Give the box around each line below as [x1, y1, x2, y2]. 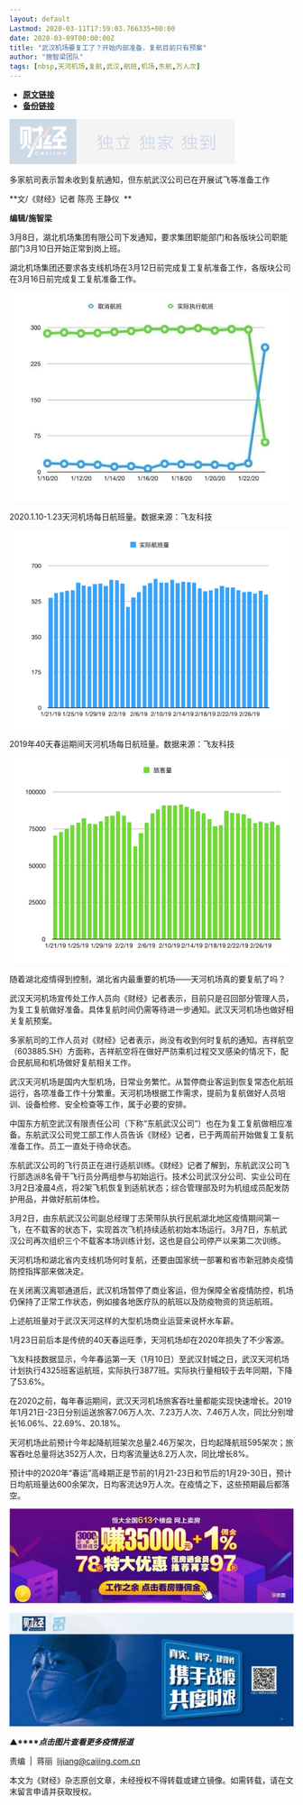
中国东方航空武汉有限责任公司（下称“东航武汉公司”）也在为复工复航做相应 [9, 1118, 286, 1128]
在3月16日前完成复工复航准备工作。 [9, 273, 142, 284]
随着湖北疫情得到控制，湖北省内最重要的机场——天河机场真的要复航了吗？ [9, 973, 286, 984]
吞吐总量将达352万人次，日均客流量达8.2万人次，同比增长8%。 [16, 1448, 254, 1459]
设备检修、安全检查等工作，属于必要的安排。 [24, 1099, 191, 1110]
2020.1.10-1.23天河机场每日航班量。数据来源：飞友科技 [9, 511, 213, 522]
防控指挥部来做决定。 [9, 1266, 88, 1276]
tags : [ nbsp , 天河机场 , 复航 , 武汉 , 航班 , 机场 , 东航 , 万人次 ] [9, 62, 201, 71]
